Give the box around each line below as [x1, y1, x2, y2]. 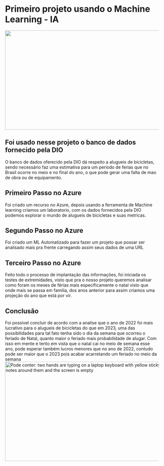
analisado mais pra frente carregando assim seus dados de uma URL [5, 245, 144, 250]
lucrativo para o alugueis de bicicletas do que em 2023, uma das [5, 325, 135, 331]
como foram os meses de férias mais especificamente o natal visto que [5, 282, 149, 288]
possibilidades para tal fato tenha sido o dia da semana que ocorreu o [5, 330, 145, 336]
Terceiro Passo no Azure [5, 259, 82, 267]
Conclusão [5, 307, 39, 315]
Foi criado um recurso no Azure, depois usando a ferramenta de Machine [5, 202, 153, 208]
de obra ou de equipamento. [5, 174, 62, 180]
